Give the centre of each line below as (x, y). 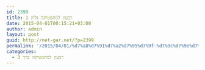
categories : (21, 52)
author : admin (24, 29)
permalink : (20, 46)
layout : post (23, 35)
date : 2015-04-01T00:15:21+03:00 (49, 23)
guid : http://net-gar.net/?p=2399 (50, 40)
